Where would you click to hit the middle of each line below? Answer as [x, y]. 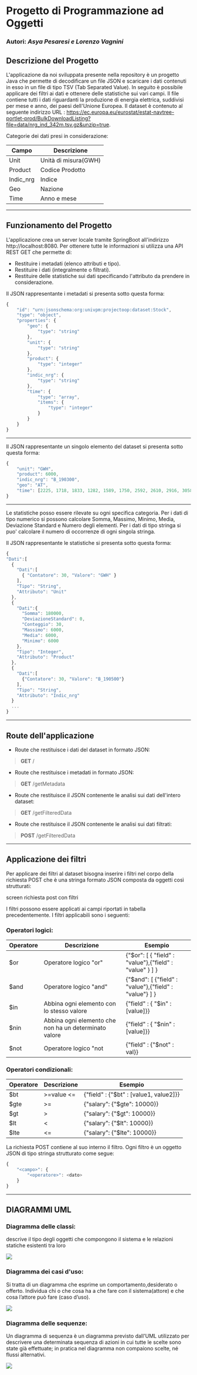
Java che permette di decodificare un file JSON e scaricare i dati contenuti [96, 81]
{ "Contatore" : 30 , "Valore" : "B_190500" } [73, 679]
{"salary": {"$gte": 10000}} [121, 1104]
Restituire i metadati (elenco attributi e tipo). [67, 263]
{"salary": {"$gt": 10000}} [119, 1114]
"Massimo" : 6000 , [43, 630]
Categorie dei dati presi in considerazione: [57, 136]
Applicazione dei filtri [46, 860]
